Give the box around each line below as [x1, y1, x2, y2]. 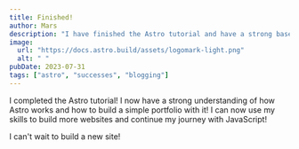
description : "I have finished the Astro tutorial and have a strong [9, 29, 273, 38]
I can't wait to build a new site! [9, 130, 121, 142]
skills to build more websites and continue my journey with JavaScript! [9, 114, 268, 124]
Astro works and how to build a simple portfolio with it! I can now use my [9, 104, 276, 115]
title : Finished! [9, 12, 74, 22]
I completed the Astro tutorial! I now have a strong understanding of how [9, 95, 276, 106]
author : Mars [9, 21, 58, 30]
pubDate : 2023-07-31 [9, 63, 86, 72]
